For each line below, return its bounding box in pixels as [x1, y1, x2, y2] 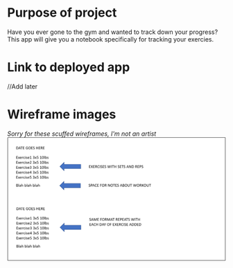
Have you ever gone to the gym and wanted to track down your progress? [7, 28, 218, 36]
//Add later [7, 82, 38, 91]
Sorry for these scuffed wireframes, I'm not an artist [7, 129, 157, 138]
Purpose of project [7, 5, 117, 21]
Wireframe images [7, 107, 116, 123]
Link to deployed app [7, 60, 130, 75]
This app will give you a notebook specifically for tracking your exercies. [7, 35, 214, 43]
